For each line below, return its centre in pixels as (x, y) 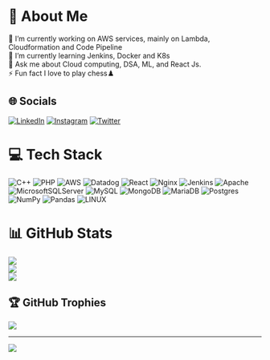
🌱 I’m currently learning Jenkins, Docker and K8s (89, 55)
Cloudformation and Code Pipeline (65, 47)
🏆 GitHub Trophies (57, 303)
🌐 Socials (33, 101)
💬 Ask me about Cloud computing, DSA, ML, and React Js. (105, 64)
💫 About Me (48, 16)
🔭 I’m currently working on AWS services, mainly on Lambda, (109, 38)
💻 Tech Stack (55, 154)
